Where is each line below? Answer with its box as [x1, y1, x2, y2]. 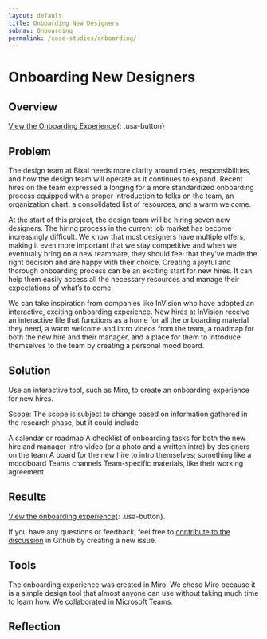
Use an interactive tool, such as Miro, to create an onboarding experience [8, 385, 249, 395]
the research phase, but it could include [8, 417, 139, 427]
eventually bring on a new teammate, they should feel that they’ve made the [8, 249, 257, 259]
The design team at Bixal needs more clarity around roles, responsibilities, [8, 165, 251, 176]
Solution [8, 364, 51, 378]
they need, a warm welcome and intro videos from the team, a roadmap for [8, 324, 255, 334]
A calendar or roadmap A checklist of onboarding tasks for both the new [8, 433, 246, 443]
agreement [8, 466, 45, 476]
